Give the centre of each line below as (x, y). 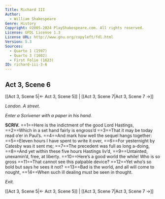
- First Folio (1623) (32, 60)
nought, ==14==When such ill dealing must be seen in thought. (69, 172)
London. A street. (23, 106)
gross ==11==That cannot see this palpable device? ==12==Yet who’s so (78, 162)
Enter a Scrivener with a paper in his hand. (49, 115)
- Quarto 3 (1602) (29, 55)
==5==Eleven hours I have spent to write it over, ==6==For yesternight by (80, 140)
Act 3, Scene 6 (28, 84)
